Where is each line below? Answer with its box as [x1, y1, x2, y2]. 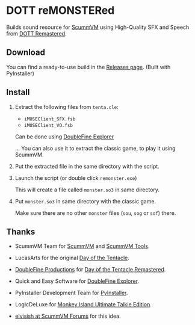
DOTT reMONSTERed [6, 4, 115, 17]
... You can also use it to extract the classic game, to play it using [14, 144, 176, 152]
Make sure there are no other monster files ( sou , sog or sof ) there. [14, 209, 176, 217]
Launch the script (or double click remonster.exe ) [14, 174, 137, 181]
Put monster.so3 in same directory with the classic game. [14, 197, 156, 205]
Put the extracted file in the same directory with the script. [14, 162, 159, 170]
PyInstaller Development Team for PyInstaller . [14, 289, 128, 297]
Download [6, 48, 45, 58]
